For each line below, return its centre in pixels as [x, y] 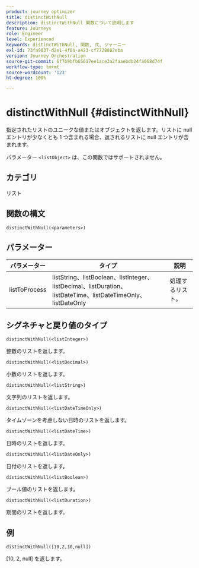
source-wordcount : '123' [37, 72]
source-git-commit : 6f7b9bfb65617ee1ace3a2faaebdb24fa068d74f [84, 61]
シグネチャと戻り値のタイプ [57, 325]
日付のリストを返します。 [37, 466]
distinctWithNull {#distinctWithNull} [98, 113]
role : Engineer [25, 34]
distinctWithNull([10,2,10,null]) [49, 547]
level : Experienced [30, 39]
